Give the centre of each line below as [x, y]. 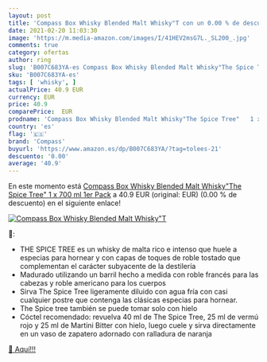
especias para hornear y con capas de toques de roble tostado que [130, 258]
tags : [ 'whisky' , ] [43, 82]
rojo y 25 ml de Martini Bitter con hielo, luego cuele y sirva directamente [137, 325]
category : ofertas [39, 53]
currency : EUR [32, 97]
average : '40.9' [35, 164]
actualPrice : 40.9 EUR [46, 90]
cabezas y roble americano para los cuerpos [93, 283]
